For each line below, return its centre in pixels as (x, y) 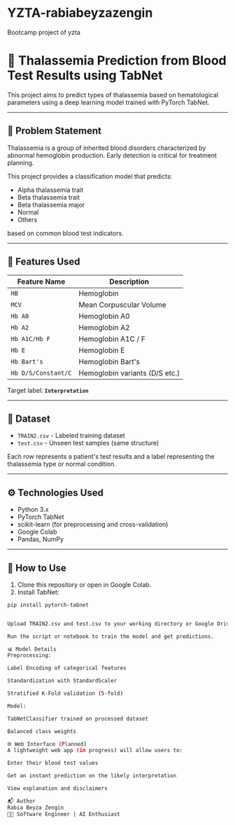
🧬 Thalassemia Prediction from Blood (117, 61)
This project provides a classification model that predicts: (90, 176)
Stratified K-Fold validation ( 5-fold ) (65, 694)
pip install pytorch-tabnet (48, 605)
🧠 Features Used (44, 262)
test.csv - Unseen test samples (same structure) (88, 443)
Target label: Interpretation (48, 390)
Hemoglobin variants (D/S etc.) (129, 373)
